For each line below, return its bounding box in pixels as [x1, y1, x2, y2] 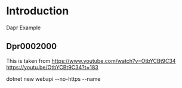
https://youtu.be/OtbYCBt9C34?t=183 [6, 63, 98, 71]
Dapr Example [6, 24, 41, 31]
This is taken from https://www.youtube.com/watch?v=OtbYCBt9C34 [6, 57, 176, 64]
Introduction [6, 4, 69, 18]
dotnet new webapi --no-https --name [6, 75, 101, 82]
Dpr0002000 [6, 41, 57, 51]
